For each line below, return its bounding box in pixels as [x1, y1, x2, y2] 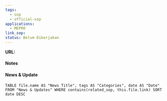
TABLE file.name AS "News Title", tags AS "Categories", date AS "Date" [5, 83, 160, 88]
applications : [5, 21, 35, 26]
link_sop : [5, 30, 26, 35]
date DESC [5, 91, 26, 96]
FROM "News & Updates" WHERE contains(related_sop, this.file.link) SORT [5, 87, 162, 92]
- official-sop [9, 16, 41, 21]
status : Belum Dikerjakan [5, 35, 59, 40]
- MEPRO [9, 26, 26, 31]
